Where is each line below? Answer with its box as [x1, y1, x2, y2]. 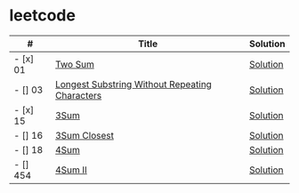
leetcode [9, 5, 76, 26]
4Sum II [54, 164, 87, 176]
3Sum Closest [54, 129, 114, 141]
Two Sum [54, 58, 95, 70]
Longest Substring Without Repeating [54, 77, 212, 90]
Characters [54, 89, 102, 101]
